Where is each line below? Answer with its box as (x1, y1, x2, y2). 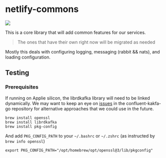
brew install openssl (5, 115, 50, 120)
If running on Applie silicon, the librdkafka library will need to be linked (5, 95, 150, 101)
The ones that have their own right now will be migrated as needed (17, 39, 155, 45)
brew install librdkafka (5, 119, 57, 124)
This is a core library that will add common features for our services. (5, 29, 146, 35)
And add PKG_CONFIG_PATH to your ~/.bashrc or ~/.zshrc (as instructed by (5, 132, 155, 138)
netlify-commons (5, 3, 79, 15)
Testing (5, 68, 29, 77)
